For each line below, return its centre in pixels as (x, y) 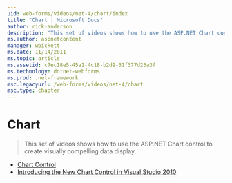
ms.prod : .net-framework (43, 78)
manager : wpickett (33, 46)
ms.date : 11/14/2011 (37, 52)
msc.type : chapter (33, 90)
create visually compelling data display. (80, 151)
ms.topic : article (33, 59)
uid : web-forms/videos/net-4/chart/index (68, 13)
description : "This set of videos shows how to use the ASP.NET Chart (111, 33)
